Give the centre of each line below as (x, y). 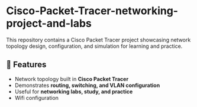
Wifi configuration (37, 98)
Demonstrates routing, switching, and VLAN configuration (87, 85)
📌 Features (26, 65)
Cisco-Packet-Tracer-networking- (92, 11)
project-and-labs (49, 23)
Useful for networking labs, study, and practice (74, 91)
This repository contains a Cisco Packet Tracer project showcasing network (98, 40)
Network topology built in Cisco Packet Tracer (72, 79)
